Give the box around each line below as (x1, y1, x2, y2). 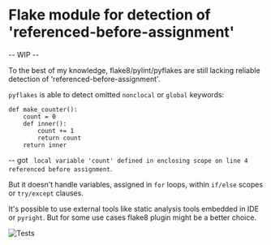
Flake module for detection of (8, 6, 211, 24)
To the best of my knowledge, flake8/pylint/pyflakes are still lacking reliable (8, 65, 261, 75)
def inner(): (23, 119, 67, 127)
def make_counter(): (8, 105, 79, 114)
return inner (23, 140, 67, 149)
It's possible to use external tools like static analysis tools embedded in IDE (8, 204, 260, 213)
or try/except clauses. (8, 188, 84, 198)
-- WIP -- (8, 49, 40, 59)
